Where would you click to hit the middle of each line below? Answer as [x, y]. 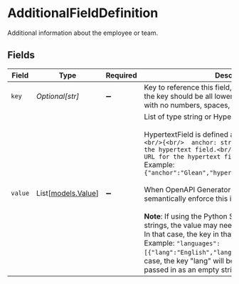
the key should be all [179, 96]
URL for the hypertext [182, 157]
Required [121, 75]
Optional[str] [58, 96]
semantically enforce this [186, 199]
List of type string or [178, 117]
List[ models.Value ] [68, 193]
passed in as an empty [182, 270]
